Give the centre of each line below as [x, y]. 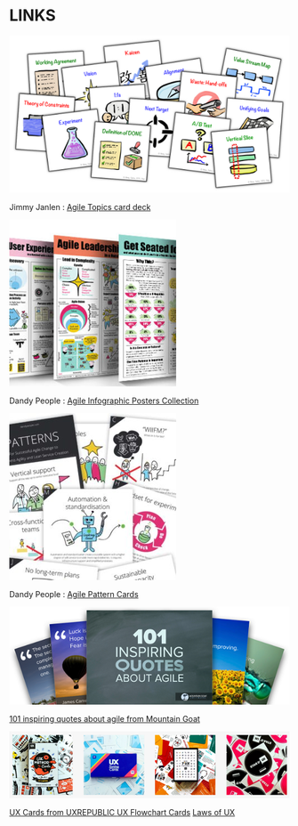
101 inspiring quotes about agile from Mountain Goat [105, 718]
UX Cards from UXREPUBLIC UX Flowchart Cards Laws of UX [122, 812]
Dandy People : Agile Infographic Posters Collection [104, 401]
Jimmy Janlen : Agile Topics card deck [80, 207]
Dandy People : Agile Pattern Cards [74, 595]
